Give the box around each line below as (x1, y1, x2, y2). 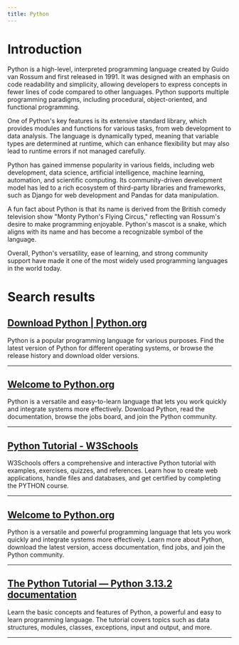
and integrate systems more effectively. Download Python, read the (7, 405, 205, 413)
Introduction (7, 41, 83, 57)
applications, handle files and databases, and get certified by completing (7, 474, 221, 483)
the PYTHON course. (7, 482, 69, 490)
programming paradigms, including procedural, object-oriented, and (7, 95, 208, 103)
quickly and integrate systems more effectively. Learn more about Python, (7, 535, 224, 544)
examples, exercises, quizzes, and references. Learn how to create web (7, 466, 218, 475)
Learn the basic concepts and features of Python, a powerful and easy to (7, 607, 222, 616)
